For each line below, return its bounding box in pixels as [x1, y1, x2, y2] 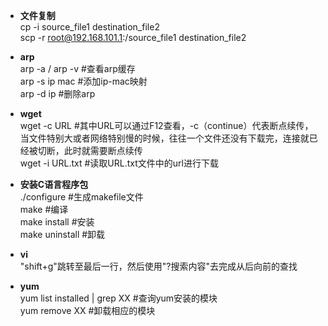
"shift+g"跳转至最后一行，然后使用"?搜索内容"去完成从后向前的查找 [19, 260, 298, 272]
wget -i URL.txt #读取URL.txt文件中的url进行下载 [19, 157, 219, 169]
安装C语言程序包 [19, 179, 89, 190]
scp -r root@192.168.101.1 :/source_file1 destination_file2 [19, 32, 247, 43]
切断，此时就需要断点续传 [37, 145, 143, 156]
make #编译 [19, 204, 69, 215]
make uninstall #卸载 [19, 229, 106, 240]
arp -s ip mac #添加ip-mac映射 [19, 75, 148, 87]
